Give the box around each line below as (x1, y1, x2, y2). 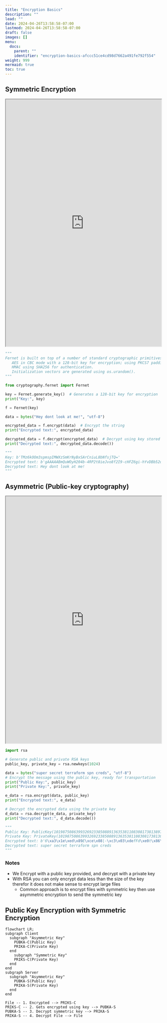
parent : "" (14, 48, 37, 53)
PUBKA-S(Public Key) (14, 979, 56, 983)
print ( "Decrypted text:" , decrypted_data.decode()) (5, 441, 114, 446)
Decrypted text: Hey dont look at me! (5, 464, 85, 469)
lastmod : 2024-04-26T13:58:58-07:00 (5, 26, 81, 31)
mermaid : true (5, 62, 35, 67)
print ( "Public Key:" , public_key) (5, 779, 77, 785)
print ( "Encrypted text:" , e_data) (5, 798, 77, 803)
